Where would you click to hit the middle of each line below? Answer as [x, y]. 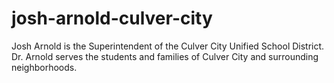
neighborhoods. [44, 67]
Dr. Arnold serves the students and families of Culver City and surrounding [165, 56]
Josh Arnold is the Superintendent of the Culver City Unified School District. [168, 46]
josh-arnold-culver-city [112, 18]
